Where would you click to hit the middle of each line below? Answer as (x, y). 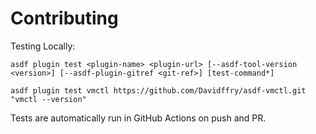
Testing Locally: (43, 46)
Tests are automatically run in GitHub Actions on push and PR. (138, 118)
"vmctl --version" (48, 99)
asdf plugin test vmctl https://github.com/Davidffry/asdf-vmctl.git (158, 90)
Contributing (64, 18)
